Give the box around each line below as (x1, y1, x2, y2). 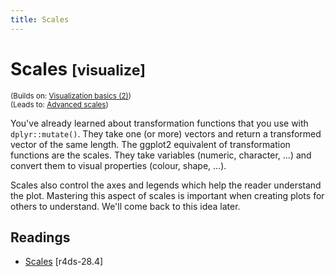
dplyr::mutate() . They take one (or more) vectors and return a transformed (10, 127, 322, 140)
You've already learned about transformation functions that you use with (10, 117, 309, 129)
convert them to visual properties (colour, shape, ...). (10, 159, 227, 171)
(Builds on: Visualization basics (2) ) (10, 91, 132, 101)
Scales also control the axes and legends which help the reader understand (10, 179, 322, 191)
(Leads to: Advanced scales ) (10, 99, 109, 110)
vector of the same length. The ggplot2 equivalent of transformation (10, 138, 291, 150)
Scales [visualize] (10, 57, 147, 80)
